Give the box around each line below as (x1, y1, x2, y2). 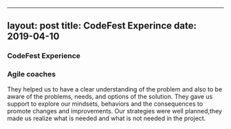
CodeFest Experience (7, 51, 81, 61)
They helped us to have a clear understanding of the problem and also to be (7, 85, 223, 93)
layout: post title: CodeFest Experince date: (7, 20, 197, 31)
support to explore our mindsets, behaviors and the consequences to (7, 100, 203, 108)
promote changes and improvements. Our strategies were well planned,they (7, 106, 222, 115)
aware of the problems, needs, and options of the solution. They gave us (7, 92, 213, 100)
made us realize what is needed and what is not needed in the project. (7, 114, 206, 122)
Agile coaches (7, 70, 56, 79)
